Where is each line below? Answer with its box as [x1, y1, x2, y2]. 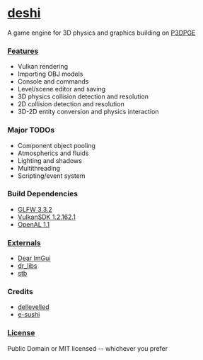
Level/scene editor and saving [17, 85, 106, 94]
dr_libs [17, 261, 37, 270]
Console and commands [17, 77, 89, 86]
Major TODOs [7, 125, 55, 135]
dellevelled [17, 303, 50, 311]
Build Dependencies [7, 189, 79, 199]
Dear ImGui [17, 254, 51, 263]
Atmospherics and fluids [17, 149, 89, 157]
